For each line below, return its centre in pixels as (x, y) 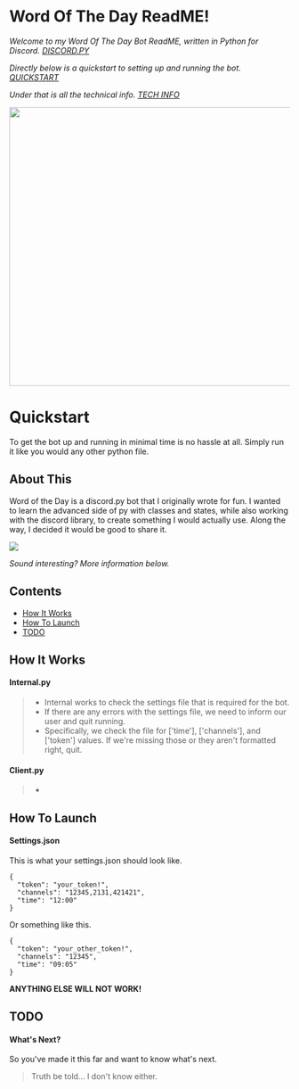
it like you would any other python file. (79, 451)
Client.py (27, 770)
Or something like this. (50, 924)
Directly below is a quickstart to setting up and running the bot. (125, 68)
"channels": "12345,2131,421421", (81, 892)
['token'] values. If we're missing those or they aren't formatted (160, 740)
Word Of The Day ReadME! (109, 16)
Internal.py (30, 682)
